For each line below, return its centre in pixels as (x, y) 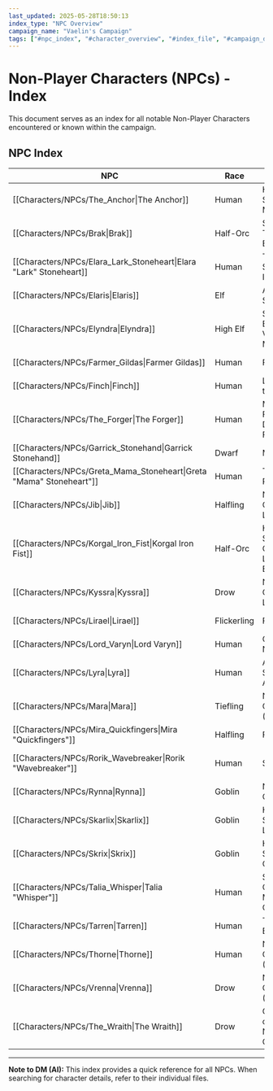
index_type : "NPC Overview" (56, 24)
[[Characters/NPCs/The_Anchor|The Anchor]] (101, 200)
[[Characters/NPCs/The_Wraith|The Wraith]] (97, 1026)
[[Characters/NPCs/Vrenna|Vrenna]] (82, 988)
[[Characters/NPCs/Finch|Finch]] (76, 386)
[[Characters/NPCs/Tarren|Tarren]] (80, 926)
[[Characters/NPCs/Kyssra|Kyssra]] (81, 592)
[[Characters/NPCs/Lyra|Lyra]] (71, 672)
